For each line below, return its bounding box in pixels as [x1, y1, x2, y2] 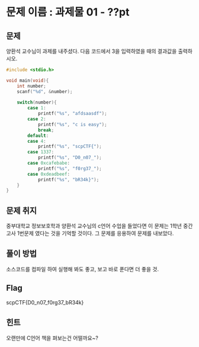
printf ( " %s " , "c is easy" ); [37, 121, 108, 127]
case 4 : [27, 138, 46, 144]
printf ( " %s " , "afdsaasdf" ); [37, 111, 108, 117]
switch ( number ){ [17, 99, 57, 105]
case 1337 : [27, 149, 54, 155]
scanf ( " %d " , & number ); [17, 88, 73, 95]
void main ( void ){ [6, 78, 49, 83]
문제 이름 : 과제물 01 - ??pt [6, 5, 130, 19]
